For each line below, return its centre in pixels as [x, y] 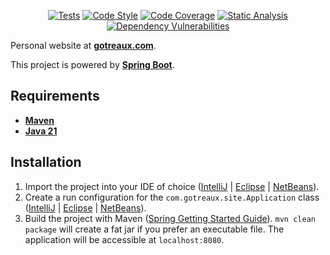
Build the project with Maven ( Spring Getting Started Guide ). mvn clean [170, 218]
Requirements [55, 96]
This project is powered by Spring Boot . [92, 64]
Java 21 [41, 131]
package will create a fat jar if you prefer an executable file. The [154, 229]
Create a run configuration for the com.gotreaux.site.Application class [172, 197]
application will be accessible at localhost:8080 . [124, 239]
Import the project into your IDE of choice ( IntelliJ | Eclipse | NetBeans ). [172, 186]
